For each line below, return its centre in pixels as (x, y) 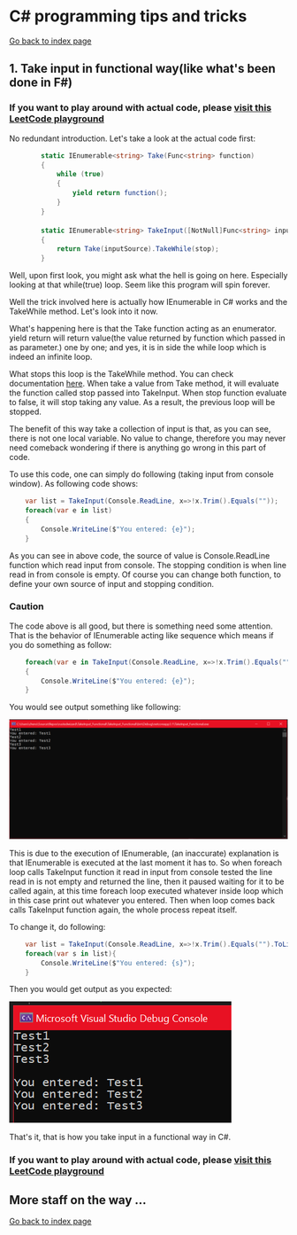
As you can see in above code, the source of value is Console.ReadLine (140, 555)
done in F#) (41, 83)
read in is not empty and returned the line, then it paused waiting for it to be (147, 881)
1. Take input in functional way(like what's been (142, 69)
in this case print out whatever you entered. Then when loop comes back (142, 900)
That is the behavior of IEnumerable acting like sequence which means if (141, 635)
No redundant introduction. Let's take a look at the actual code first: (133, 138)
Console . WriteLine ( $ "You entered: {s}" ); (118, 963)
